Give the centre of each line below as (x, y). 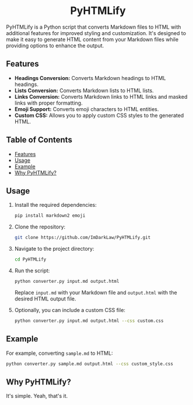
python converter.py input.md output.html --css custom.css (89, 321)
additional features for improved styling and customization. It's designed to (96, 33)
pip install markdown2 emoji (50, 216)
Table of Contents (39, 140)
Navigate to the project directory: (54, 249)
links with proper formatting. (48, 103)
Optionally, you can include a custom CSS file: (70, 310)
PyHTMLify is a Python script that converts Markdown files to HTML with (94, 27)
